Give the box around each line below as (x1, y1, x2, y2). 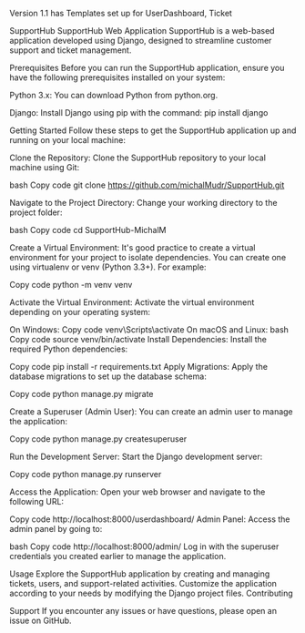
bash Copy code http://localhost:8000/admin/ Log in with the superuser (9, 541, 280, 552)
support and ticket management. (9, 45, 132, 56)
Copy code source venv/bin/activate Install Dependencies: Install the (9, 334, 267, 344)
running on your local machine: (9, 135, 126, 145)
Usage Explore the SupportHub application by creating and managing (9, 568, 270, 579)
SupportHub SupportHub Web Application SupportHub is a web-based (9, 26, 275, 36)
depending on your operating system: (9, 307, 151, 317)
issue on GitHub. (9, 615, 72, 626)
